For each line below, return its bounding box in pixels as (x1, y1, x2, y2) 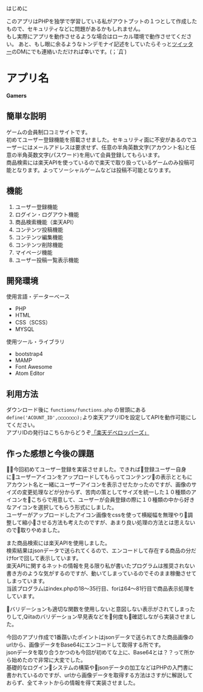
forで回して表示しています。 (11, 555, 82, 561)
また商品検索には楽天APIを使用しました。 (6, 540, 111, 546)
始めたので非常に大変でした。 (11, 656, 86, 663)
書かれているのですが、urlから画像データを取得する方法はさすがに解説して (6, 671, 193, 679)
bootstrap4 (15, 351, 44, 358)
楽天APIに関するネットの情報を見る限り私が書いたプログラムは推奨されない (6, 562, 195, 569)
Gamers (6, 92, 27, 99)
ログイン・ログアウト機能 (15, 211, 79, 218)
